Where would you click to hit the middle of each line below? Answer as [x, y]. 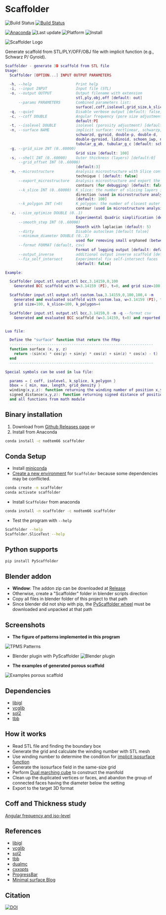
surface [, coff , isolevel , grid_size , [112, 107]
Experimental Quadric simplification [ [117, 217]
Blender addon [28, 576]
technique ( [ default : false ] [107, 176]
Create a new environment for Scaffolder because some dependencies [85, 473]
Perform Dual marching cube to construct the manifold [68, 772]
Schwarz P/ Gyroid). [26, 57]
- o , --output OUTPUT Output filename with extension [76, 93]
